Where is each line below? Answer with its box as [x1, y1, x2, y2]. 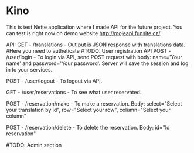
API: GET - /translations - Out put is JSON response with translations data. [6, 41, 186, 48]
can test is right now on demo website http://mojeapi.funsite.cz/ [6, 29, 161, 36]
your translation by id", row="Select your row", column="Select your [6, 106, 171, 113]
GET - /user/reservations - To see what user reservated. [6, 89, 142, 96]
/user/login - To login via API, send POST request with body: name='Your [6, 53, 183, 60]
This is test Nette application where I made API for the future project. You [6, 23, 183, 30]
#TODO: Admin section [6, 141, 62, 148]
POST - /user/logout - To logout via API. [6, 77, 103, 84]
